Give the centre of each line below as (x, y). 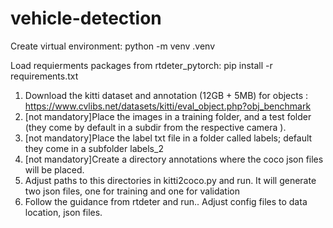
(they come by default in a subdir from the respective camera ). (155, 127)
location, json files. (63, 212)
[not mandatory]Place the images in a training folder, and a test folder (168, 116)
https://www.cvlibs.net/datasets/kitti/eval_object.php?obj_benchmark (168, 106)
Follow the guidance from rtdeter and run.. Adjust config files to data (166, 201)
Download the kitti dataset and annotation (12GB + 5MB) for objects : (166, 95)
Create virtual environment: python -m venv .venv (113, 46)
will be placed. (54, 169)
